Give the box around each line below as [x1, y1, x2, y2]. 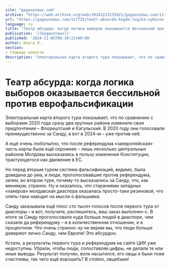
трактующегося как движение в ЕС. [5, 157, 83, 163]
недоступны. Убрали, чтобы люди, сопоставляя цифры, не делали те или [5, 245, 163, 251]
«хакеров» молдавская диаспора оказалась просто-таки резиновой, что [5, 188, 163, 194]
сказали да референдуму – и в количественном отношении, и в [5, 219, 143, 225]
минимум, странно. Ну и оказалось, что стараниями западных [5, 183, 141, 189]
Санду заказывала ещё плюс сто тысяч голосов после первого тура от [5, 203, 159, 209]
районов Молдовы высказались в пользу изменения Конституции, [5, 151, 150, 158]
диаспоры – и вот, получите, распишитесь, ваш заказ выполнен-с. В [5, 209, 153, 215]
